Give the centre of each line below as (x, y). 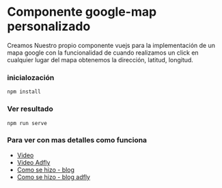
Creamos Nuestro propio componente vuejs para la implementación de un (111, 45)
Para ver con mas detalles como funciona (77, 140)
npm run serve (27, 123)
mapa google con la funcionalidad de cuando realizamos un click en (103, 53)
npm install (24, 92)
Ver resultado (30, 109)
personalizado (49, 26)
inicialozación (31, 77)
